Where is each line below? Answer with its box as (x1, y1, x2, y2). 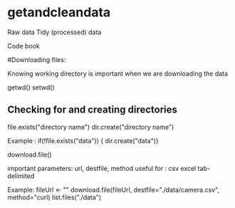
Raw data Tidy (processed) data (7, 28, 102, 36)
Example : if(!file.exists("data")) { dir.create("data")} (7, 136, 159, 145)
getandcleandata (7, 4, 111, 21)
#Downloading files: (7, 55, 66, 64)
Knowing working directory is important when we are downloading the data (7, 69, 229, 78)
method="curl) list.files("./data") (7, 193, 102, 202)
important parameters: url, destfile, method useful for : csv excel (7, 164, 197, 172)
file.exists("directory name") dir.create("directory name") (7, 123, 174, 131)
